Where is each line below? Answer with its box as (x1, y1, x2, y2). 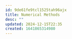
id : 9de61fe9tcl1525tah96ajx (5, 7, 67, 13)
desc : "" (5, 17, 24, 22)
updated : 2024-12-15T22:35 (5, 21, 62, 27)
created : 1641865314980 (5, 26, 56, 31)
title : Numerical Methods (5, 12, 60, 17)
